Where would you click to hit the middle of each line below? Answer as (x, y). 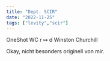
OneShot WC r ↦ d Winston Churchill (52, 40)
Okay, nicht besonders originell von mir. (55, 51)
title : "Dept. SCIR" (32, 12)
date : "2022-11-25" (31, 17)
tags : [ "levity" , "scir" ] (37, 23)
